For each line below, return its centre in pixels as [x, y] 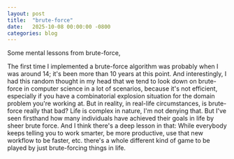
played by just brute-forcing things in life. [66, 148]
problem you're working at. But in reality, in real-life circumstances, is [107, 104]
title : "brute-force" [40, 20]
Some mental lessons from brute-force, [64, 53]
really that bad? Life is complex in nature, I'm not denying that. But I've [125, 111]
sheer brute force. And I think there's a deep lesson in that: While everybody [117, 126]
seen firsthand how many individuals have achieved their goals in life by [111, 119]
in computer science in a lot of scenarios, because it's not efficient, [121, 89]
